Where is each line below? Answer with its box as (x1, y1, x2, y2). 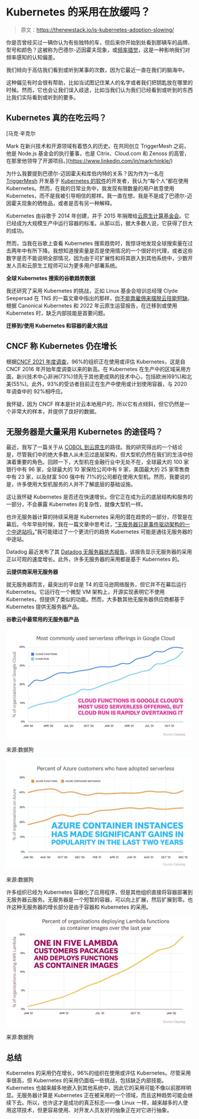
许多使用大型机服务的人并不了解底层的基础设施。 (16, 481, 136, 488)
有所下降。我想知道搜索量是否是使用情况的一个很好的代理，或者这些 (26, 247, 193, 254)
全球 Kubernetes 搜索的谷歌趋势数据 (6, 274, 96, 282)
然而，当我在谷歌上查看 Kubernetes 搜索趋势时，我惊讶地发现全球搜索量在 (6, 239, 188, 246)
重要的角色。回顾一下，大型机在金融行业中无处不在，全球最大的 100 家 (16, 459, 190, 466)
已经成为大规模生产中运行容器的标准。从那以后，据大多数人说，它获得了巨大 (6, 219, 193, 226)
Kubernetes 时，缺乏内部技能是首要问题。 (6, 309, 108, 317)
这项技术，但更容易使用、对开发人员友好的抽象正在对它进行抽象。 (11, 1106, 172, 1114)
